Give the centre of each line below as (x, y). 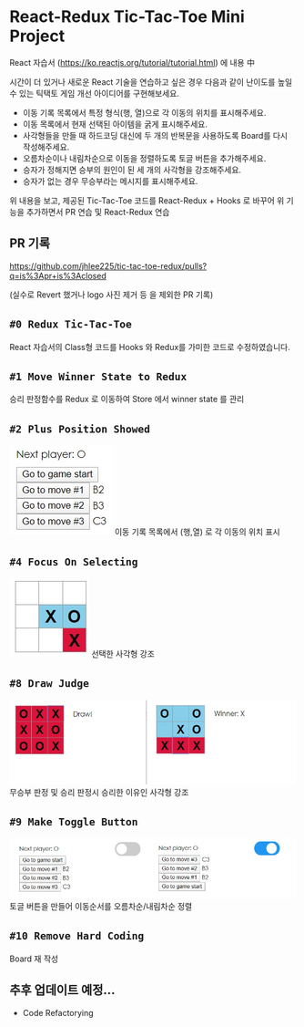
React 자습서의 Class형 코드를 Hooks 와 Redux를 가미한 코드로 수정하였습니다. (150, 347)
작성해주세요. (46, 147)
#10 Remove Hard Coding (77, 936)
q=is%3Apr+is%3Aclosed (58, 275)
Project (37, 36)
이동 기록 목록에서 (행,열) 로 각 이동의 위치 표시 (197, 532)
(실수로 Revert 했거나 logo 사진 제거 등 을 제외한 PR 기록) (111, 295)
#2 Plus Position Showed (80, 429)
